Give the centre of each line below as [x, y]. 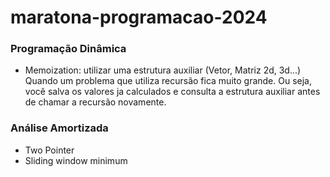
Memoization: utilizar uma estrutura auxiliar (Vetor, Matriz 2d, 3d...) [163, 70]
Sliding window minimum [76, 160]
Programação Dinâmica [68, 49]
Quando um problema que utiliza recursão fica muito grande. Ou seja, [168, 81]
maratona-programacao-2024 [139, 17]
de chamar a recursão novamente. [95, 102]
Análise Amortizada [59, 128]
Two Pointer [49, 150]
